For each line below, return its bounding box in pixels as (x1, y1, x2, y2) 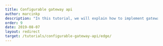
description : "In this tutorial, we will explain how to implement (5, 16, 145, 21)
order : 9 (5, 20, 23, 25)
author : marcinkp (5, 11, 40, 16)
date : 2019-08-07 (5, 25, 40, 30)
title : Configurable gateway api (5, 7, 73, 12)
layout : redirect (5, 29, 40, 34)
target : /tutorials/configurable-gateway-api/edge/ (5, 34, 112, 39)
